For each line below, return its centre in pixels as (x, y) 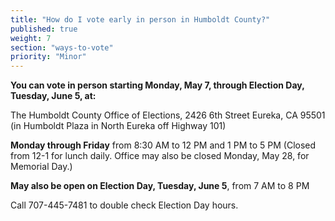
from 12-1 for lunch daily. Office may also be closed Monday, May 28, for (160, 156)
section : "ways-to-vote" (62, 47)
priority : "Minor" (48, 57)
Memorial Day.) (41, 167)
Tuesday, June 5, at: (53, 96)
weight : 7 (31, 38)
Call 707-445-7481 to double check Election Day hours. (124, 205)
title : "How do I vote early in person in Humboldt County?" (140, 19)
